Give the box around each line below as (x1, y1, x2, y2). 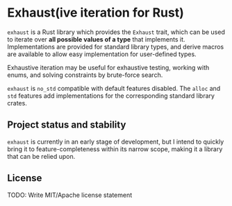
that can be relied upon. (7, 152, 76, 160)
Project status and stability (7, 119, 126, 131)
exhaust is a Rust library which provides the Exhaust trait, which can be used (7, 28, 226, 36)
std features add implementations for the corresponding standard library (7, 92, 215, 100)
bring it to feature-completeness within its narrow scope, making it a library (7, 144, 223, 153)
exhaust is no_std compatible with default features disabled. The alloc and (7, 84, 221, 92)
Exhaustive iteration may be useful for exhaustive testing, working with (7, 63, 210, 71)
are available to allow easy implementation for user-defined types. (7, 50, 197, 58)
